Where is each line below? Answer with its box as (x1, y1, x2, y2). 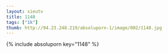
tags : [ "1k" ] (6, 19, 38, 25)
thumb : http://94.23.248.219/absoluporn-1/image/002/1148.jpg (6, 24, 162, 31)
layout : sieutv (6, 8, 44, 15)
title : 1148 (6, 14, 35, 20)
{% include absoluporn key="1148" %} (6, 41, 99, 48)
